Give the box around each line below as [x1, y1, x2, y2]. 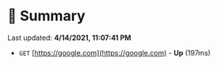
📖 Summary [7, 7, 86, 25]
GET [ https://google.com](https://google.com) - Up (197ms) [18, 48, 211, 57]
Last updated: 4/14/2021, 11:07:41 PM [7, 33, 132, 42]
